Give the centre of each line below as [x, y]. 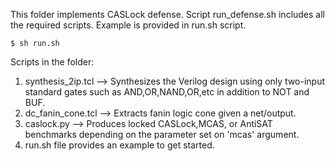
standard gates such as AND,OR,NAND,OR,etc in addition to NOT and [167, 92]
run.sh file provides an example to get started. [119, 145]
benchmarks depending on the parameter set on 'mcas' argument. [162, 134]
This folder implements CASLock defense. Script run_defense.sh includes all [168, 14]
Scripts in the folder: [52, 62]
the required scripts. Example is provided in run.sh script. [128, 25]
